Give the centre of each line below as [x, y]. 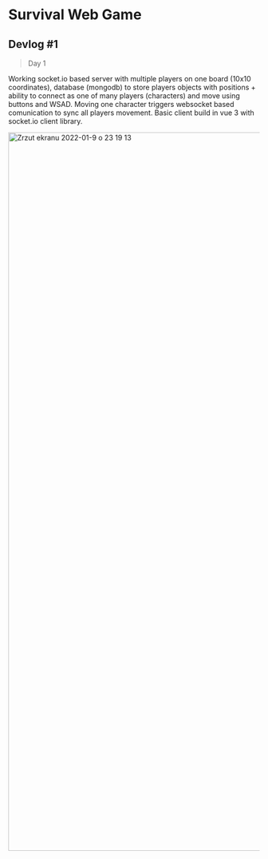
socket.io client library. [45, 121]
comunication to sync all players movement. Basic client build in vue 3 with [132, 113]
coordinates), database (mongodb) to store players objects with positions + [132, 87]
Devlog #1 [33, 44]
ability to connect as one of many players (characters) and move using [124, 96]
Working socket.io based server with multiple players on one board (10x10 [130, 79]
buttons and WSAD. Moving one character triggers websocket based [121, 104]
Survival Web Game [75, 15]
